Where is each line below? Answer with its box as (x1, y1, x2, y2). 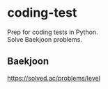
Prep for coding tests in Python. (7, 28, 99, 36)
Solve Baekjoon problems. (7, 35, 82, 43)
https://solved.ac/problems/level (7, 74, 101, 82)
